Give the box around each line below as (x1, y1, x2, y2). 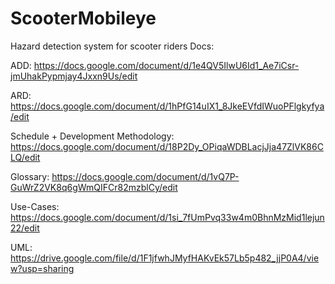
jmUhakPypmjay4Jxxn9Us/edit (10, 70, 138, 82)
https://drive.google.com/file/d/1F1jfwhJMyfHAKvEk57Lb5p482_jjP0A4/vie (10, 252, 320, 264)
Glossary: (10, 170, 50, 182)
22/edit (10, 222, 40, 234)
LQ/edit (10, 151, 41, 163)
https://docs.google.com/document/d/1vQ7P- (51, 170, 240, 182)
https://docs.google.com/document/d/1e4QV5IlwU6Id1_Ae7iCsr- (33, 59, 300, 71)
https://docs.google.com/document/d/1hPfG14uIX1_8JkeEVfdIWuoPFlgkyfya (10, 100, 325, 112)
